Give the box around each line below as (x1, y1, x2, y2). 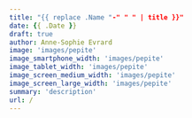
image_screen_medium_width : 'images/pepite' (9, 71, 176, 80)
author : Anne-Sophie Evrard (9, 37, 113, 47)
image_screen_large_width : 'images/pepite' (9, 79, 173, 88)
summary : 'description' (9, 87, 97, 96)
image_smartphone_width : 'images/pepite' (9, 54, 165, 63)
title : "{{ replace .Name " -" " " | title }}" (9, 12, 184, 22)
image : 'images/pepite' (9, 46, 97, 55)
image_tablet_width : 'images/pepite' (9, 63, 149, 72)
